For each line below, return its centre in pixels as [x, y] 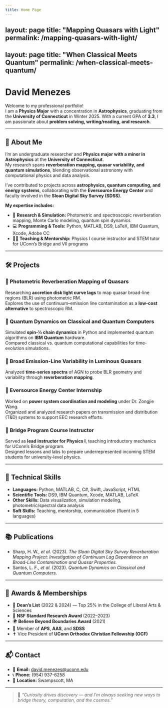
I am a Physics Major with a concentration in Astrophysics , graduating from [84, 111]
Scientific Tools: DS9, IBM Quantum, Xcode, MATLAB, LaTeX [75, 494]
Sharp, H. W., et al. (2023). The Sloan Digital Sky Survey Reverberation [85, 551]
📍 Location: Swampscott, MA [43, 680]
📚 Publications [29, 537]
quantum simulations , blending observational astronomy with [69, 170]
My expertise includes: [29, 205]
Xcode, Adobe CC [31, 233]
